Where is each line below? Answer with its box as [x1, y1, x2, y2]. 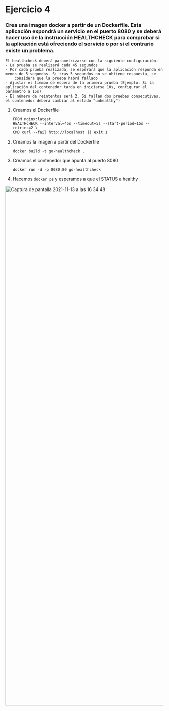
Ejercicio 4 [5, 4, 50, 15]
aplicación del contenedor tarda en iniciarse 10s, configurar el [5, 85, 147, 90]
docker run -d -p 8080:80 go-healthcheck [12, 167, 101, 172]
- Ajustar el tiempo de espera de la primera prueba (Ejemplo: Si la [5, 80, 154, 85]
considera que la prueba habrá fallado [14, 76, 98, 81]
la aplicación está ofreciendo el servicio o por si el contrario [5, 40, 154, 48]
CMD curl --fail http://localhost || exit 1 [12, 130, 108, 135]
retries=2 [12, 125, 34, 131]
